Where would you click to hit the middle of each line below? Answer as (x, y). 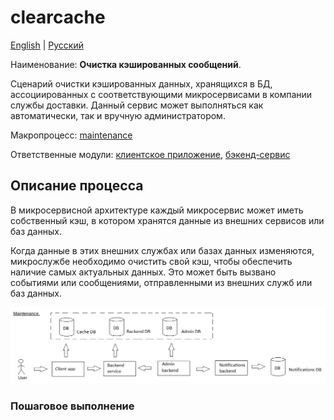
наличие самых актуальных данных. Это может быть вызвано (143, 272)
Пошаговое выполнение (72, 406)
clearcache (58, 17)
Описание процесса (77, 186)
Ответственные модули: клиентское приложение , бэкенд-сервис (150, 154)
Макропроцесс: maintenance (71, 135)
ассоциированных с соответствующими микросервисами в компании (161, 94)
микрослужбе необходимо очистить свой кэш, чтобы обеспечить (151, 261)
